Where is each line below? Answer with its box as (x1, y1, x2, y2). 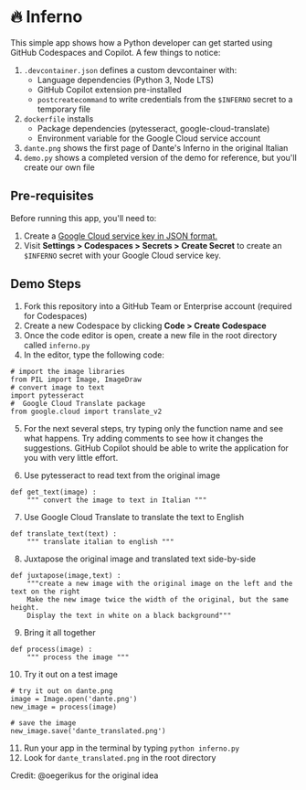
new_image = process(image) (10, 702, 118, 711)
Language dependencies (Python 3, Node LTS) (37, 74, 214, 85)
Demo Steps (10, 276, 81, 292)
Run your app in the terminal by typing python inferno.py (23, 742, 240, 753)
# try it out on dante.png (10, 686, 113, 696)
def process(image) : (10, 645, 93, 654)
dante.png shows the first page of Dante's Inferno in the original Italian (23, 142, 289, 153)
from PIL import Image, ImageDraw (10, 375, 142, 384)
